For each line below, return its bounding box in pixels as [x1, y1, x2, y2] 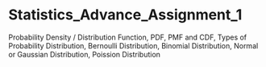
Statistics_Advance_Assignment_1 [8, 6, 243, 24]
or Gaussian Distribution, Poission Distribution [8, 49, 161, 59]
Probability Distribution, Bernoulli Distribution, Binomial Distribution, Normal [8, 40, 259, 50]
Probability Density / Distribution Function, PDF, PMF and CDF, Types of [8, 32, 247, 42]
